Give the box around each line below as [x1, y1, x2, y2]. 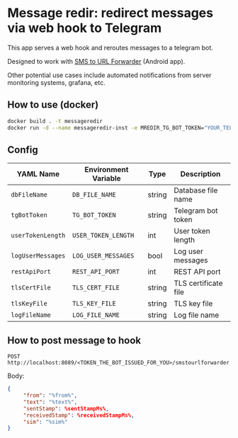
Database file [173, 185, 218, 195]
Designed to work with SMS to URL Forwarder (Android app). [7, 57, 186, 65]
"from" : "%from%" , [23, 392, 78, 399]
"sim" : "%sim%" [23, 418, 69, 425]
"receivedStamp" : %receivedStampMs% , [23, 412, 135, 419]
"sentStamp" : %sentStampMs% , [23, 405, 110, 412]
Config [7, 144, 38, 156]
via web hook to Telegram [7, 20, 162, 36]
